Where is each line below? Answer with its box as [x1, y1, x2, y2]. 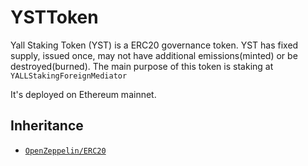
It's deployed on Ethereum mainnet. [10, 88, 157, 100]
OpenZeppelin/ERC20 [24, 146, 107, 156]
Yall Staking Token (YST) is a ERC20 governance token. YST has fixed [10, 39, 299, 51]
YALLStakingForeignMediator [10, 71, 128, 81]
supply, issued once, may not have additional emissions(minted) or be [10, 49, 298, 61]
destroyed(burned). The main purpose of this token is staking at [10, 60, 274, 72]
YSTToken [10, 6, 99, 29]
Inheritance [10, 117, 84, 135]
